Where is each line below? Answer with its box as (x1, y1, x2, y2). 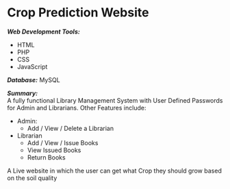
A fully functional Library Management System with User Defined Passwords (7, 96, 224, 104)
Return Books (27, 153, 66, 162)
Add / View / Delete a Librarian (27, 124, 114, 132)
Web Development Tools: (7, 27, 80, 36)
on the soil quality (7, 173, 57, 182)
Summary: (7, 89, 38, 97)
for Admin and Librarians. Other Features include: (7, 103, 146, 112)
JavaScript (16, 62, 48, 71)
